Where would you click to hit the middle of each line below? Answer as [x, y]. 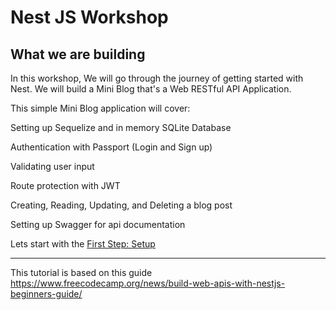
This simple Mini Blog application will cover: [100, 108]
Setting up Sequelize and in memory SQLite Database [121, 127]
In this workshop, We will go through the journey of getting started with [157, 78]
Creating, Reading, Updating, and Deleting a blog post [121, 205]
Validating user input [52, 166]
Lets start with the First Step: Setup [83, 244]
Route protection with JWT [65, 185]
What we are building [78, 54]
